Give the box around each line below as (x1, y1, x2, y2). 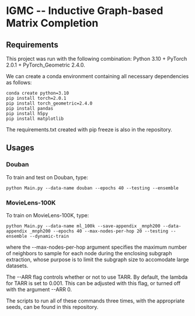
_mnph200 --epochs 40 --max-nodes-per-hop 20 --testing (29, 228, 168, 234)
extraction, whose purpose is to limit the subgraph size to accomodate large (6, 256, 189, 263)
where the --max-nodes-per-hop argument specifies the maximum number (6, 244, 187, 251)
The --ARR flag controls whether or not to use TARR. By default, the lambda (6, 273, 188, 280)
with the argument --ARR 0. (6, 286, 72, 293)
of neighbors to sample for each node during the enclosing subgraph (6, 249, 172, 256)
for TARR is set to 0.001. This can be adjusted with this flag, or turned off (6, 279, 181, 287)
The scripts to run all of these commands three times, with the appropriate (6, 297, 185, 304)
